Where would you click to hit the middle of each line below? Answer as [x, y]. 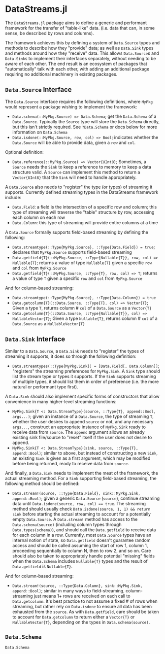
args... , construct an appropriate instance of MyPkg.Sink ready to [79, 427]
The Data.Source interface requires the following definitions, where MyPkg [79, 102]
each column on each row [39, 217]
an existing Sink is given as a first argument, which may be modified [81, 458]
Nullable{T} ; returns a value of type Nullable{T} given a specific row [82, 263]
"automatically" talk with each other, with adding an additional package [77, 69]
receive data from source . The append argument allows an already [78, 432]
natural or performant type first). [45, 387]
